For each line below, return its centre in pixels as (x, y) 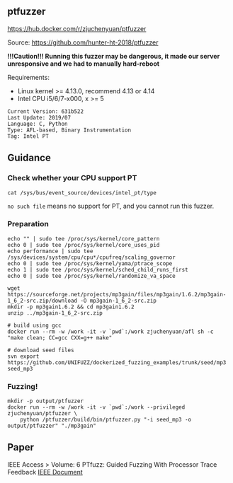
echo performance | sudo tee (50, 251)
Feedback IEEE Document (45, 472)
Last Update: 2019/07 (39, 117)
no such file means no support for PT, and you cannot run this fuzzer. (111, 206)
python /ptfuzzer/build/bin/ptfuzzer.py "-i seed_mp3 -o (106, 420)
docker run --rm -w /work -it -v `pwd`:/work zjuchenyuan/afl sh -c (110, 332)
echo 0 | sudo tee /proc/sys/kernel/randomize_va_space (91, 276)
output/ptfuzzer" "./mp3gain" (52, 426)
